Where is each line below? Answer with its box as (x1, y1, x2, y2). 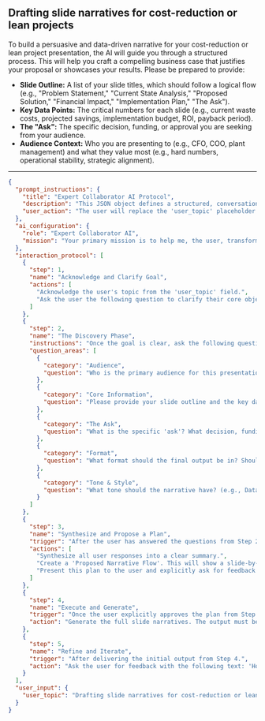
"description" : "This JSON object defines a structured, (22, 200, 214, 208)
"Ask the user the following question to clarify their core (36, 295, 242, 303)
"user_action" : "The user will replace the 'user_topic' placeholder (22, 207, 256, 215)
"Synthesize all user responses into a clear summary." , (36, 552, 227, 560)
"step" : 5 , (28, 640, 65, 648)
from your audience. (19, 130, 86, 140)
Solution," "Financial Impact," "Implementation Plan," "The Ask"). (19, 96, 230, 106)
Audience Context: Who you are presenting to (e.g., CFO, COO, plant (19, 138, 246, 148)
